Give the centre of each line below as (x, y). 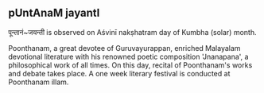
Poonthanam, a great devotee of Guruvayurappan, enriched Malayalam (124, 48)
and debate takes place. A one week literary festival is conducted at (119, 73)
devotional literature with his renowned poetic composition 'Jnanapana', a (128, 56)
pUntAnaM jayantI (54, 13)
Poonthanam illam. (39, 82)
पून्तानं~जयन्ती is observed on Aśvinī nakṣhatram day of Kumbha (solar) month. (132, 32)
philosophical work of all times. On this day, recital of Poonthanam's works (130, 65)
